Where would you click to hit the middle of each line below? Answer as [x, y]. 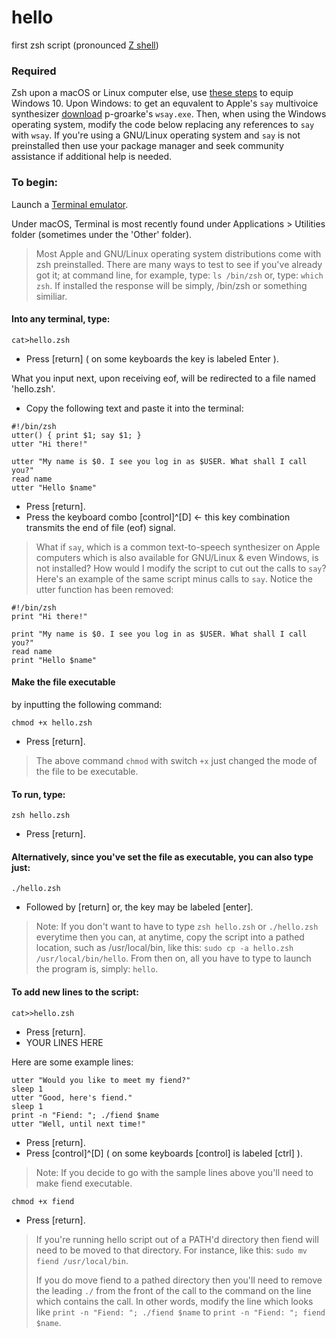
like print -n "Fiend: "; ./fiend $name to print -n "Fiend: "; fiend [180, 1312]
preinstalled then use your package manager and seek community [147, 146]
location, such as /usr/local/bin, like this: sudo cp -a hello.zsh [164, 948]
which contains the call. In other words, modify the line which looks [174, 1301]
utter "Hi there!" [49, 444]
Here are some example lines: [72, 1062]
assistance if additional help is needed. [92, 157]
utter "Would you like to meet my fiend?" [101, 1080]
